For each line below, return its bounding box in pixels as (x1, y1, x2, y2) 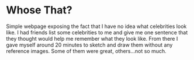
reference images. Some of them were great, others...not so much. (6, 47, 167, 54)
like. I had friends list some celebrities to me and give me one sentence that (6, 29, 188, 36)
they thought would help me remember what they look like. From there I (6, 35, 178, 42)
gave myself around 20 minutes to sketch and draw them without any (6, 41, 173, 48)
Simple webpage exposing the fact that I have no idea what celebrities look (6, 23, 187, 30)
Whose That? (6, 3, 72, 17)
